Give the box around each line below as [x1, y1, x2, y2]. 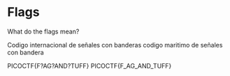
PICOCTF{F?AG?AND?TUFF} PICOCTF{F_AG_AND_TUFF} [7, 61, 172, 70]
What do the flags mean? [7, 27, 80, 36]
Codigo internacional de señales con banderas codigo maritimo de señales [7, 40, 223, 49]
